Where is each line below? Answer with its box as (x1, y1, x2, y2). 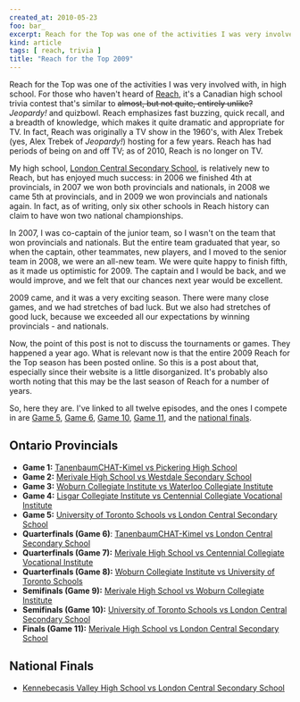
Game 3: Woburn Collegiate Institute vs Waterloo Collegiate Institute (21, 481, 274, 491)
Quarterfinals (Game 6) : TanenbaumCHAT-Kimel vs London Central (21, 528, 273, 539)
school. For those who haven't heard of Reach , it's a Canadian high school (9, 88, 283, 99)
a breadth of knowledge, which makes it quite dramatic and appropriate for (9, 117, 286, 128)
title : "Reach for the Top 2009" (9, 54, 134, 63)
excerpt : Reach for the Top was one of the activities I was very (9, 29, 262, 38)
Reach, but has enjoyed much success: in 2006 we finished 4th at (9, 172, 253, 183)
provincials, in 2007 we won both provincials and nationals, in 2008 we (9, 182, 271, 192)
